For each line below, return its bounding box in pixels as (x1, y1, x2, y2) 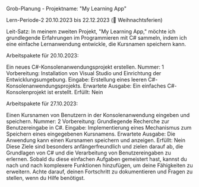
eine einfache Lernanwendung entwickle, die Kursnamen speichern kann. (6, 41, 186, 47)
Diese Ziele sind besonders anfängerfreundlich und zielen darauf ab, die (6, 143, 184, 150)
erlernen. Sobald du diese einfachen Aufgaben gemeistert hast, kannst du (6, 156, 187, 162)
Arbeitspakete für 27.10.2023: (6, 100, 78, 107)
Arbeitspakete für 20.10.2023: (6, 52, 79, 59)
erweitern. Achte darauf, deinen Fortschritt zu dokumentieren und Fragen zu (6, 168, 193, 175)
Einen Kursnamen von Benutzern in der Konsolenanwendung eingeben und (6, 112, 190, 118)
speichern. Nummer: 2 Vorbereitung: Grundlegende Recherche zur (6, 118, 169, 125)
